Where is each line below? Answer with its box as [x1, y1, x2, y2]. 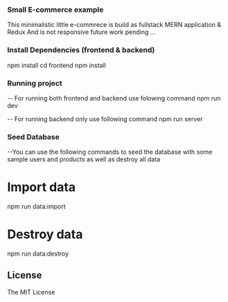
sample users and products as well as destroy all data [7, 155, 161, 163]
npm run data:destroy [7, 249, 69, 258]
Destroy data [7, 226, 83, 242]
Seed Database [7, 132, 60, 141]
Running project [7, 78, 62, 88]
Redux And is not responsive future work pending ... [7, 28, 156, 36]
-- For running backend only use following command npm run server [7, 114, 203, 123]
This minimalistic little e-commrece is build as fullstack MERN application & [7, 21, 222, 29]
